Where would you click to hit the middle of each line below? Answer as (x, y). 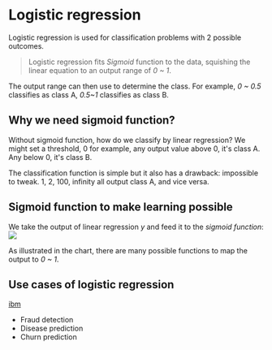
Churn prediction (48, 337)
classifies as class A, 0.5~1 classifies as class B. (89, 94)
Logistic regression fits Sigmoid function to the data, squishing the (139, 62)
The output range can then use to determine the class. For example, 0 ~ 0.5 (135, 86)
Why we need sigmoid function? (92, 121)
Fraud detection (47, 320)
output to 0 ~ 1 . (34, 259)
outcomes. (26, 45)
